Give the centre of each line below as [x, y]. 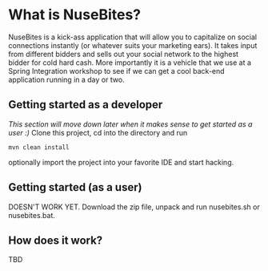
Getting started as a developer [86, 105]
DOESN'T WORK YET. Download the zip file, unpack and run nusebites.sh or [134, 207]
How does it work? [56, 240]
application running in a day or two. [67, 79]
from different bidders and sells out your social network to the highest [123, 54]
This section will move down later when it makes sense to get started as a [130, 124]
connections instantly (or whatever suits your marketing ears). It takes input [133, 45]
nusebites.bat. [32, 215]
